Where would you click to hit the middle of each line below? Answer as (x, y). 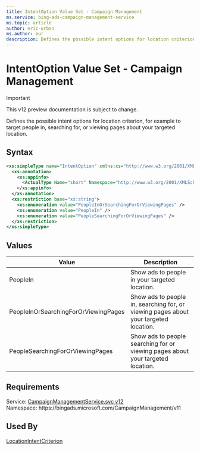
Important (18, 98)
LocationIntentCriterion (35, 440)
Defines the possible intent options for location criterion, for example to (94, 121)
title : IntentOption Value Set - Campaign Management (74, 12)
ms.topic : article (29, 23)
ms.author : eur (25, 34)
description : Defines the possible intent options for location (87, 39)
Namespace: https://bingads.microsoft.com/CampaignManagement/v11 (94, 408)
